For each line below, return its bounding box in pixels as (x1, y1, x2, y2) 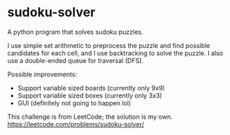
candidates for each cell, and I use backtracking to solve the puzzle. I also (7, 49, 224, 57)
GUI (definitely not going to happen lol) (17, 98, 132, 107)
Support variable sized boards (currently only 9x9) (17, 83, 165, 92)
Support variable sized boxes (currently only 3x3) (17, 91, 163, 100)
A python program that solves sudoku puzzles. (7, 28, 144, 36)
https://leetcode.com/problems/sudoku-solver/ (7, 119, 144, 128)
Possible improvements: (7, 70, 78, 78)
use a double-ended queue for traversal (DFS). (7, 56, 144, 64)
